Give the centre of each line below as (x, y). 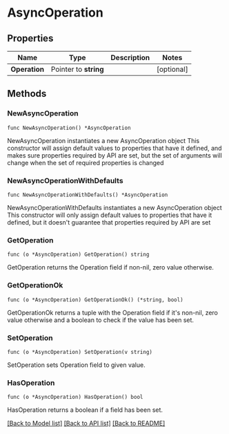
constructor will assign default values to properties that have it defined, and (114, 148)
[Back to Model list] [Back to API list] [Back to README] (86, 424)
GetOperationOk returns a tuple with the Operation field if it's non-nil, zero (113, 312)
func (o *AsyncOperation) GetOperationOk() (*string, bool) (96, 300)
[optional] (172, 69)
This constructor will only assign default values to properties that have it (110, 215)
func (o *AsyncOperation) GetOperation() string (78, 255)
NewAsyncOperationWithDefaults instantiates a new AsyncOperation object (114, 207)
